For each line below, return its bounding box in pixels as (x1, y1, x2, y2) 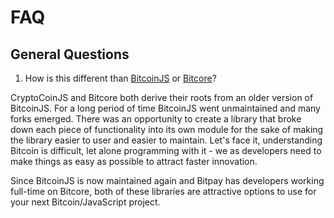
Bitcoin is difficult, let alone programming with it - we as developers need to (10, 145, 322, 156)
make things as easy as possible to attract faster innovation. (10, 156, 258, 167)
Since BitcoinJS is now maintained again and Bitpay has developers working (10, 175, 325, 186)
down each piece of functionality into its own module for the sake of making (10, 124, 324, 135)
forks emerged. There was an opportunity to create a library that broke (10, 113, 302, 125)
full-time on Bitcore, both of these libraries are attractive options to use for (10, 186, 317, 197)
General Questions (10, 46, 130, 63)
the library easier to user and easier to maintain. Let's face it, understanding (10, 134, 323, 146)
